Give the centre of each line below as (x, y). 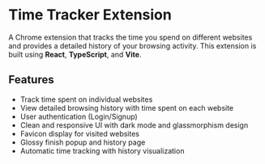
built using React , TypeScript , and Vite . (75, 54)
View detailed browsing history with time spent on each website (127, 107)
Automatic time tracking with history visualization (102, 150)
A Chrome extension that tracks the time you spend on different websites (130, 37)
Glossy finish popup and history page (83, 142)
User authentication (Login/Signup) (79, 116)
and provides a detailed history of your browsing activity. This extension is (132, 45)
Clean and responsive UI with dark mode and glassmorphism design (134, 125)
